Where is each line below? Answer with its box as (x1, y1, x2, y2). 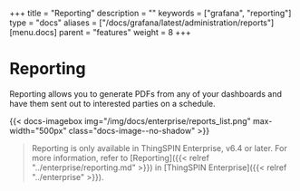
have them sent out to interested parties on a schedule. (9, 98, 216, 109)
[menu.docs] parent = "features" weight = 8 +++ (9, 27, 192, 37)
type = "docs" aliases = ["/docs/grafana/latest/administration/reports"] (9, 17, 275, 28)
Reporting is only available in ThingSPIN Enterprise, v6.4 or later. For (31, 142, 287, 153)
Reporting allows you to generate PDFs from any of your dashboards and (9, 88, 283, 99)
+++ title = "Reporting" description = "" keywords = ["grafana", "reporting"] (9, 8, 292, 18)
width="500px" (9, 125, 67, 136)
